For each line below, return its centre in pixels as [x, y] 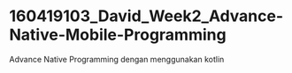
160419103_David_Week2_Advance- [146, 16]
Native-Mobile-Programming [118, 35]
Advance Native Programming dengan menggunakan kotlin [117, 59]
